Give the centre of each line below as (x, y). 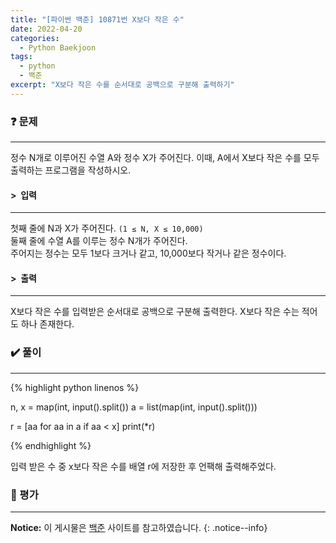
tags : (21, 57)
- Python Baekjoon (58, 47)
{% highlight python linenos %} (75, 387)
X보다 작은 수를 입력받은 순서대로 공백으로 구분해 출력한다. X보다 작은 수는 (155, 312)
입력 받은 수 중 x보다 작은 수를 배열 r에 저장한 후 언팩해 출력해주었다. (143, 466)
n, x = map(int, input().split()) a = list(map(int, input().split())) (134, 407)
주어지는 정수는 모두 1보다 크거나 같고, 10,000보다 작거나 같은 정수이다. (148, 253)
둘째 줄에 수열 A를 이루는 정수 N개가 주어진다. (99, 241)
